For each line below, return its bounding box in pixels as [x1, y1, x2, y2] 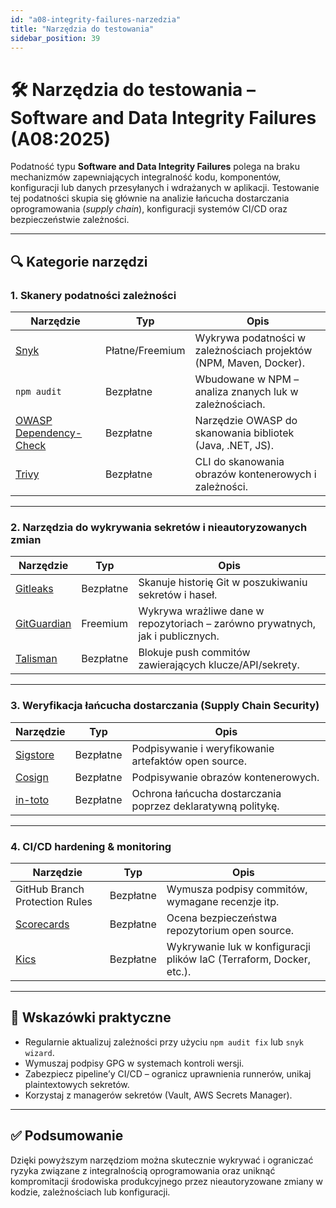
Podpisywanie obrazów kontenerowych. [131, 770, 320, 784]
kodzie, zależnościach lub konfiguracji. [10, 1186, 171, 1198]
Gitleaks [15, 582, 54, 596]
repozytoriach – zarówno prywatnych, [138, 617, 317, 631]
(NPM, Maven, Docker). [194, 356, 306, 370]
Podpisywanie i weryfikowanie [131, 741, 275, 755]
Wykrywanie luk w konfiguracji [166, 939, 311, 953]
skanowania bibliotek [194, 426, 295, 440]
